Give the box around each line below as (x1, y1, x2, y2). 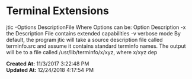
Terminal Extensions (6, 4, 110, 18)
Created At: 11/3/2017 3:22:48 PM (6, 60, 89, 67)
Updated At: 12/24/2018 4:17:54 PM (6, 66, 94, 73)
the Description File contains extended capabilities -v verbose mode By (6, 29, 181, 37)
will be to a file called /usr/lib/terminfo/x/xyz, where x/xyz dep (6, 48, 158, 55)
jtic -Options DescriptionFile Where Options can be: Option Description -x (6, 24, 186, 31)
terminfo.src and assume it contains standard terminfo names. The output (6, 42, 186, 50)
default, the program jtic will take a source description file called (6, 36, 163, 43)
